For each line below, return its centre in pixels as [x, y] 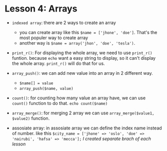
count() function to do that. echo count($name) [60, 103]
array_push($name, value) [46, 88]
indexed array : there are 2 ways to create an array [64, 23]
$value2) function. [31, 118]
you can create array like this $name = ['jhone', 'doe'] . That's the [88, 32]
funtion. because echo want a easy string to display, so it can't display [84, 58]
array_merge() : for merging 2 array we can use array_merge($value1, [83, 113]
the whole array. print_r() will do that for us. [58, 63]
